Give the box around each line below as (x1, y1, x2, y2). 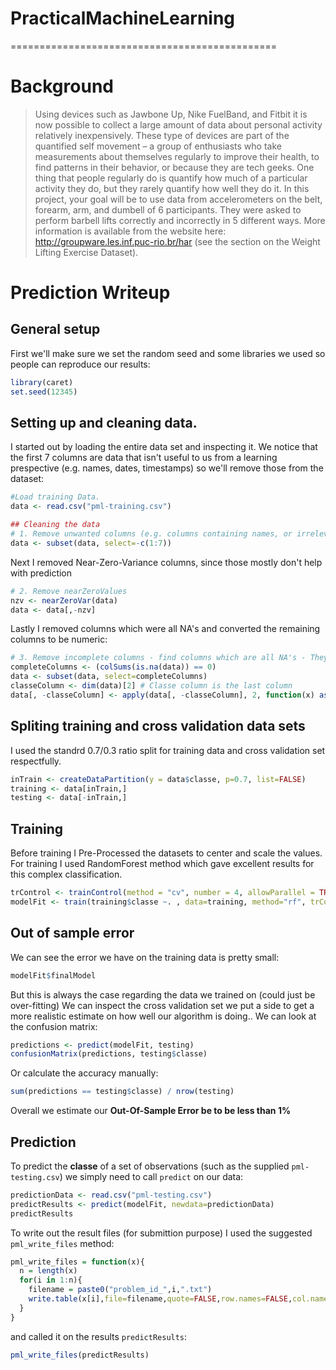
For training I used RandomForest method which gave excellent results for (10, 858, 315, 870)
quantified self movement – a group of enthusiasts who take (34, 140, 282, 152)
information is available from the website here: (34, 225, 227, 237)
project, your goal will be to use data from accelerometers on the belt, (34, 193, 323, 205)
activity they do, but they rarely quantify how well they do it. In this (34, 182, 310, 194)
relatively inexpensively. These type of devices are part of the (34, 129, 290, 141)
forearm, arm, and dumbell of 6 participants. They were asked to (34, 203, 302, 216)
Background (10, 75, 114, 98)
